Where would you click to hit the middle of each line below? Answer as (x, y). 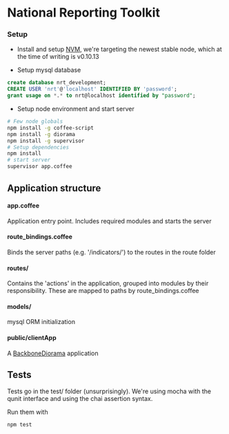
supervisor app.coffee (40, 167)
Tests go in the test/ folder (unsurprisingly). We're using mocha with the (109, 391)
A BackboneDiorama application (53, 353)
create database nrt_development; (57, 83)
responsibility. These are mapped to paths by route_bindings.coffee (103, 291)
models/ (19, 306)
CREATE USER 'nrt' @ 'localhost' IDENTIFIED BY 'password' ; (92, 89)
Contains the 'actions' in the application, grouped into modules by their (108, 283)
